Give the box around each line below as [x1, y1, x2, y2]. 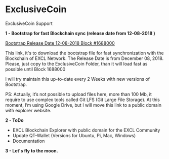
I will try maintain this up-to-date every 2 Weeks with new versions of [5, 76, 150, 82]
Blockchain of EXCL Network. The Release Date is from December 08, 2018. [5, 55, 164, 61]
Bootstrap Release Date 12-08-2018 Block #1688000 [5, 40, 115, 46]
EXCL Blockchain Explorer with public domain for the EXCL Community [12, 127, 160, 133]
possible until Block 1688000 [5, 66, 66, 72]
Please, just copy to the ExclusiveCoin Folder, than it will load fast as [5, 60, 148, 67]
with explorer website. [5, 107, 52, 113]
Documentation [12, 138, 45, 144]
